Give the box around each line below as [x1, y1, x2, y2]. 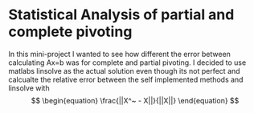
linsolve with [8, 83, 50, 93]
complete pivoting [8, 22, 133, 41]
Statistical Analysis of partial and [8, 6, 235, 24]
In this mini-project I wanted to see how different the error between [8, 49, 231, 59]
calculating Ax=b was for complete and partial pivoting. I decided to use [8, 58, 247, 67]
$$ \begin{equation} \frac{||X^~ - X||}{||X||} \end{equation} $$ [31, 95, 240, 105]
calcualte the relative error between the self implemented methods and [8, 75, 244, 84]
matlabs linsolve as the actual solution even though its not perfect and [8, 66, 240, 75]
